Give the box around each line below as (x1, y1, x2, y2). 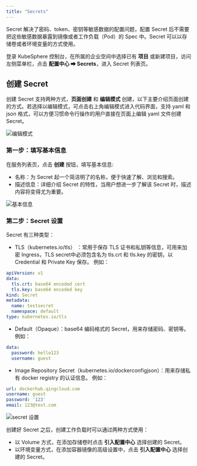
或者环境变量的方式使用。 (16, 40, 78, 47)
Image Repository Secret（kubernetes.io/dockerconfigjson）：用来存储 (14, 367, 186, 374)
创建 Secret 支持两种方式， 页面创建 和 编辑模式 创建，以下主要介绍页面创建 (6, 95, 189, 103)
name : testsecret (11, 303, 54, 309)
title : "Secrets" (6, 8, 49, 15)
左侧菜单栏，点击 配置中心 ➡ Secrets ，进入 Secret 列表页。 (6, 60, 151, 67)
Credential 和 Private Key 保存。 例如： (14, 258, 109, 265)
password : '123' (6, 397, 46, 403)
